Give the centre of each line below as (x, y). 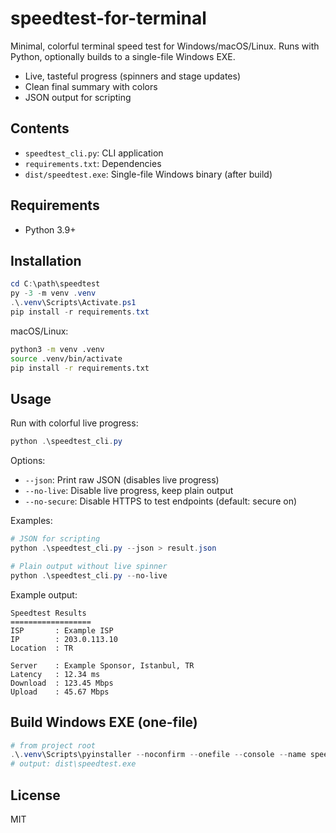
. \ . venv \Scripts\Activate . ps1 (73, 303)
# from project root (53, 745)
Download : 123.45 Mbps (62, 683)
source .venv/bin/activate (66, 358)
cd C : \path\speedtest (55, 284)
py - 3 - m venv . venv (53, 293)
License (35, 795)
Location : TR (42, 648)
